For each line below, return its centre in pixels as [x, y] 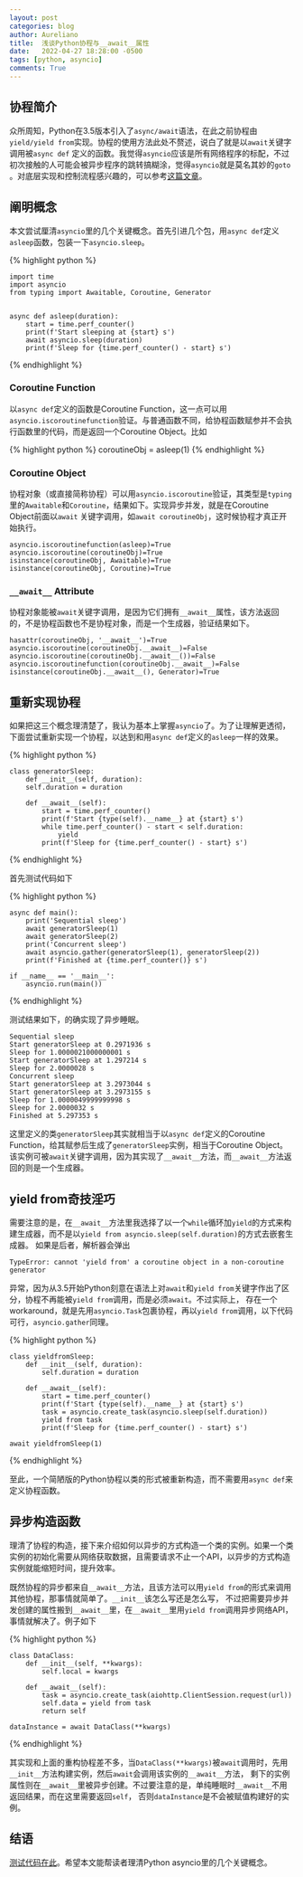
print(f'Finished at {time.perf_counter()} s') [116, 961]
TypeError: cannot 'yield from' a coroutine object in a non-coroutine [147, 1263]
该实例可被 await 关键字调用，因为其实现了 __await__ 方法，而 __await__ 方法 [147, 1157]
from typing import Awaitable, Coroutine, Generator [110, 292]
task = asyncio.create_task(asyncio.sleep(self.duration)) [155, 1412]
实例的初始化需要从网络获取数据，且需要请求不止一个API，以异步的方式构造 [150, 1556]
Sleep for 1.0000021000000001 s [70, 1053]
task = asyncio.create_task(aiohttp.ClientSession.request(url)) [167, 1695]
